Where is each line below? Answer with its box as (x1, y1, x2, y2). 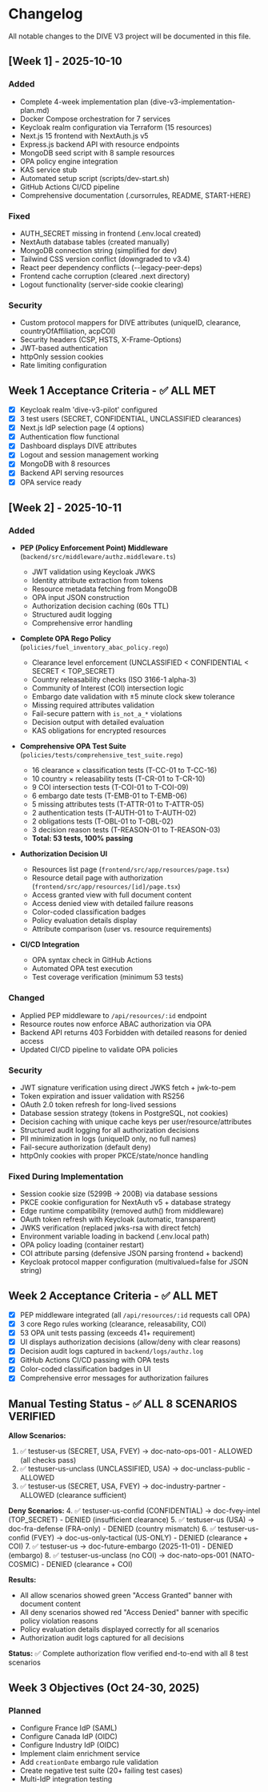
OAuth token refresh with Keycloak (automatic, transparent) (19, 1214, 217, 1224)
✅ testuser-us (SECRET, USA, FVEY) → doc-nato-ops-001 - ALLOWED (19, 1447, 254, 1456)
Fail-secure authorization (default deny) (19, 1142, 151, 1152)
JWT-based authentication (19, 344, 108, 353)
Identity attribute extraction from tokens (31, 576, 164, 586)
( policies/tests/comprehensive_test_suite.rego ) (19, 750, 184, 759)
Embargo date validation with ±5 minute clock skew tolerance (31, 692, 235, 702)
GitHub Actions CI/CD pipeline (19, 182, 120, 191)
